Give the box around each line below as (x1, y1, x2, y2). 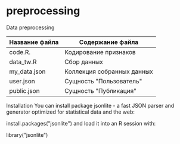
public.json (9, 86, 40, 95)
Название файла (9, 37, 59, 46)
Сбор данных (64, 58, 103, 66)
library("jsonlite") (6, 131, 48, 138)
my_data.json (9, 67, 46, 76)
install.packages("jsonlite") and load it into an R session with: (6, 120, 156, 127)
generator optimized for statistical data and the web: (6, 108, 135, 115)
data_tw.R (9, 58, 37, 66)
